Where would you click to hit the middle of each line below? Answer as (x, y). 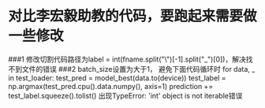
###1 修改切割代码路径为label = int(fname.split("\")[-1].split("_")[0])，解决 (127, 59)
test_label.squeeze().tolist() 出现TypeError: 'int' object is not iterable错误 (125, 95)
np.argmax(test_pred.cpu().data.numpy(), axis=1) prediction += (111, 86)
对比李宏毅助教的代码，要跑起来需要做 (133, 16)
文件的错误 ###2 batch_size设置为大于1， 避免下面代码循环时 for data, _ (138, 69)
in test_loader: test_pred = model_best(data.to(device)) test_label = (117, 78)
